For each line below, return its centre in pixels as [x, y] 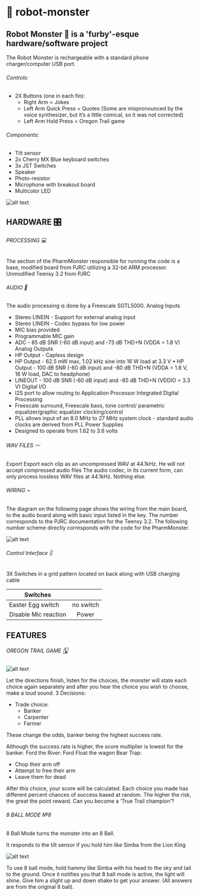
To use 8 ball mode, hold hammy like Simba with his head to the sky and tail [99, 867]
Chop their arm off [37, 764]
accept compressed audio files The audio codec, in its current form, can [94, 470]
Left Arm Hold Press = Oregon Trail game [74, 121]
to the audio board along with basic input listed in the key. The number [92, 515]
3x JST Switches [35, 166]
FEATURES [26, 635]
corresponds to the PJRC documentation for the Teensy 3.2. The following [97, 521]
